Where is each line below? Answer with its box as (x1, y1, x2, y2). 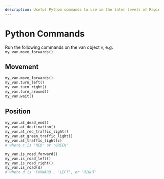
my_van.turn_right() (5, 85, 47, 90)
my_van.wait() (5, 94, 34, 99)
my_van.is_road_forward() (5, 152, 58, 157)
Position (5, 107, 31, 116)
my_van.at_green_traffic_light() (5, 134, 73, 139)
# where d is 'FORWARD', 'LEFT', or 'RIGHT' (5, 170, 97, 175)
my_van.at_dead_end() (5, 120, 49, 125)
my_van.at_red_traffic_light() (5, 129, 69, 134)
